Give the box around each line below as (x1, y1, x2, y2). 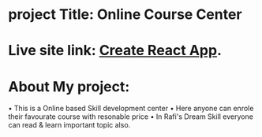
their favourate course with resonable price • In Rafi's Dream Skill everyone (8, 112, 254, 121)
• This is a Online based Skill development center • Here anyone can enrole (8, 104, 254, 113)
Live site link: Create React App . (8, 42, 223, 60)
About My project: (8, 77, 130, 95)
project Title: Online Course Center (8, 6, 242, 24)
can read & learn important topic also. (8, 120, 131, 130)
